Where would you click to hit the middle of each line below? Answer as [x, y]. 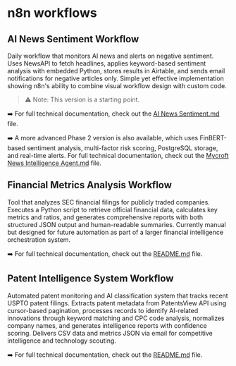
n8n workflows [52, 13]
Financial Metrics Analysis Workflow [90, 185]
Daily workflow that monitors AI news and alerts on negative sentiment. [111, 56]
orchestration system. [39, 239]
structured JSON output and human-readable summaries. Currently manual [117, 224]
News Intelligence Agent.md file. [55, 163]
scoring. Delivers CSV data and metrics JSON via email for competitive [110, 333]
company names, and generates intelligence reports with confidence [107, 325]
